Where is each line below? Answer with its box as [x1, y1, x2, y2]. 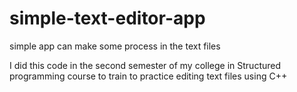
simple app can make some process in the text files [9, 40, 221, 52]
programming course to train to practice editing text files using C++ [9, 70, 288, 82]
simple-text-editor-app [9, 7, 206, 30]
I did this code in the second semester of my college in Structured [9, 59, 282, 71]
